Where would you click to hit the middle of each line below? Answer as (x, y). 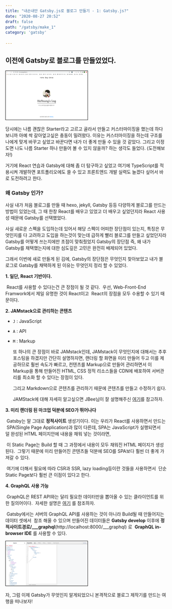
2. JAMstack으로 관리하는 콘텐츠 (39, 311)
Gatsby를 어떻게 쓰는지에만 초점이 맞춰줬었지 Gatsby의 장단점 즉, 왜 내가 (78, 242)
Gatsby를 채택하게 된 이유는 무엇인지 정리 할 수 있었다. (73, 265)
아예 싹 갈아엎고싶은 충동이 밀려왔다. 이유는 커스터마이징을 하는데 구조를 (91, 136)
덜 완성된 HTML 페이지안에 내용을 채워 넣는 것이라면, (58, 434)
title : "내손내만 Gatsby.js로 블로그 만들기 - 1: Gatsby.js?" (67, 11)
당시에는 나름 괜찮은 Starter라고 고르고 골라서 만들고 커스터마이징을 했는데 (79, 129)
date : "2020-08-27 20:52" (33, 16)
